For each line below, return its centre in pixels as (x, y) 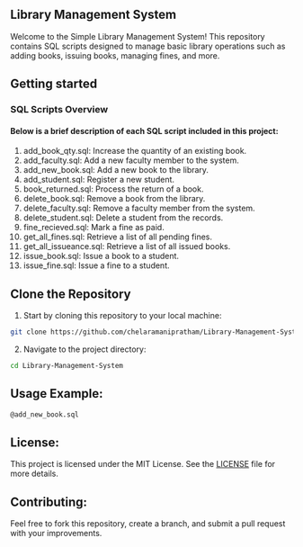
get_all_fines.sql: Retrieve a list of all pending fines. (117, 237)
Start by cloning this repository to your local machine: (122, 316)
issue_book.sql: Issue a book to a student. (101, 256)
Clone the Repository (71, 294)
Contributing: (49, 502)
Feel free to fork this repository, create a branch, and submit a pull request (148, 524)
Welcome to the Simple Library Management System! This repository (138, 36)
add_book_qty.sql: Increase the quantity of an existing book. (135, 151)
